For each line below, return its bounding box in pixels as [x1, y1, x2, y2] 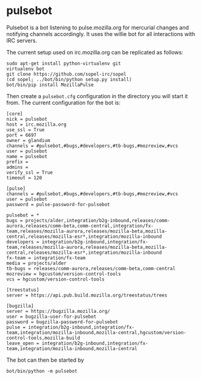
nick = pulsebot [6, 116, 48, 122]
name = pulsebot [6, 153, 48, 159]
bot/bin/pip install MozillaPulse [6, 82, 94, 88]
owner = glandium [6, 137, 51, 143]
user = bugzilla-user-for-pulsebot [6, 314, 97, 320]
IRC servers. [6, 37, 38, 44]
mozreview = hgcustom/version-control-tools [6, 271, 121, 277]
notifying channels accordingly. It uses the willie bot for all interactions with [6, 30, 196, 37]
